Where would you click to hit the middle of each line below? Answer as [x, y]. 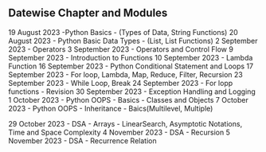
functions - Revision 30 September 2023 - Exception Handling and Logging [132, 92]
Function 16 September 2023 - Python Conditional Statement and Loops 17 [131, 66]
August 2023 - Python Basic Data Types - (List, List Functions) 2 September [133, 41]
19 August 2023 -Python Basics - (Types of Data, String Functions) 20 [123, 32]
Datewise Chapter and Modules [88, 13]
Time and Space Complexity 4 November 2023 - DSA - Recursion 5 [119, 132]
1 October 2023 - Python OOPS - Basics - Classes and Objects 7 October [129, 99]
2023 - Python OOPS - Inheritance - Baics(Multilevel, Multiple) [111, 108]
